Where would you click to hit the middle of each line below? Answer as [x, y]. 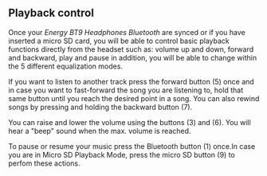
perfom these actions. [45, 163]
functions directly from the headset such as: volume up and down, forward [131, 49]
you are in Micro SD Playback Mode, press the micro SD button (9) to [122, 154]
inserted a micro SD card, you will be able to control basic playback [119, 41]
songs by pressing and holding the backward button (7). [100, 107]
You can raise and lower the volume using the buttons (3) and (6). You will [130, 122]
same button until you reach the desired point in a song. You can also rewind [134, 98]
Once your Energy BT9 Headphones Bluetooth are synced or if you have [127, 32]
